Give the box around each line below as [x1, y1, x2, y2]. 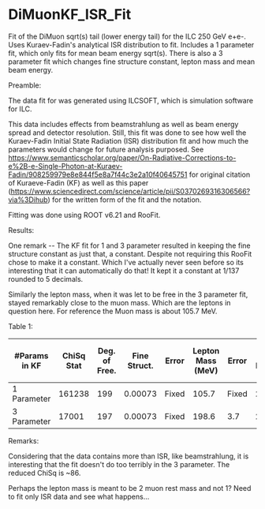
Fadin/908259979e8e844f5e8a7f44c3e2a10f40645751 [8, 170, 188, 179]
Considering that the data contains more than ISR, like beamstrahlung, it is [8, 451, 249, 461]
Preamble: [8, 80, 42, 90]
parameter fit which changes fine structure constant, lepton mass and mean [8, 57, 256, 66]
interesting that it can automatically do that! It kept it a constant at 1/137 [8, 266, 240, 275]
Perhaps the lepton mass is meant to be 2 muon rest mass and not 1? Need [8, 483, 252, 492]
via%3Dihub [8, 195, 48, 204]
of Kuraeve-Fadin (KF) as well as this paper [8, 178, 149, 187]
